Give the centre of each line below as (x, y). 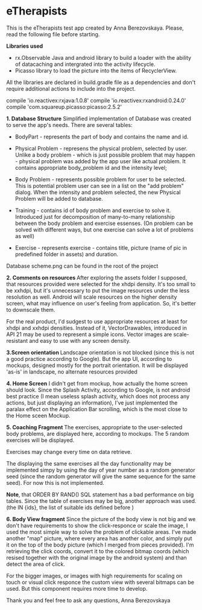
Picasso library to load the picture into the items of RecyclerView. (96, 70)
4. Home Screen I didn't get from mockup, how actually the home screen (97, 383)
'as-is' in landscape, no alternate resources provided (72, 372)
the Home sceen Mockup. (38, 415)
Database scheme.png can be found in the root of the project (82, 266)
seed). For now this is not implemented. (55, 482)
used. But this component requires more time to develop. (77, 588)
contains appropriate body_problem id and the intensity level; (91, 167)
